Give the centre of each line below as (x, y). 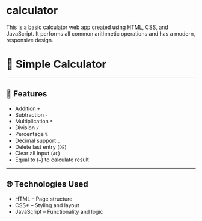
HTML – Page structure (44, 199)
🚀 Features (27, 94)
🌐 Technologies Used (47, 184)
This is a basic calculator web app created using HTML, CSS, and (87, 27)
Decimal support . (38, 140)
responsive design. (30, 40)
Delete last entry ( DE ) (41, 147)
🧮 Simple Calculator (56, 64)
